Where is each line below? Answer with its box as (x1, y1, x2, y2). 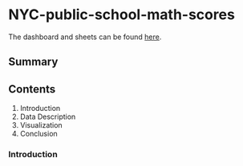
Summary (8, 55, 59, 69)
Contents (8, 82, 56, 96)
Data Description (19, 112, 76, 121)
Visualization (19, 121, 63, 130)
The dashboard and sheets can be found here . (8, 32, 162, 41)
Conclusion (19, 129, 58, 139)
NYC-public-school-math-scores (8, 6, 235, 24)
